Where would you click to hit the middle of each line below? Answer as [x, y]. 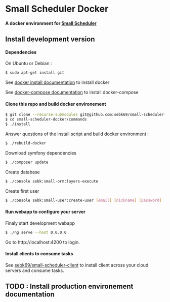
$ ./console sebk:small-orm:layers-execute [52, 181]
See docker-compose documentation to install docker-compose [72, 93]
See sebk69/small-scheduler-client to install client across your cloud [77, 265]
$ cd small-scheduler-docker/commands [46, 119]
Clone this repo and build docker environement [56, 104]
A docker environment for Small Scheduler [51, 23]
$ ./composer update [27, 162]
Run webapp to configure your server [46, 212]
